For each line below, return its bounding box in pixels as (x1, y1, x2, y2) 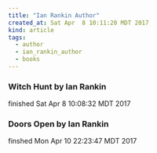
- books (15, 56, 41, 64)
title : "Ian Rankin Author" (8, 11, 100, 20)
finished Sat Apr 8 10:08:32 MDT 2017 (8, 99, 131, 108)
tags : (8, 33, 26, 42)
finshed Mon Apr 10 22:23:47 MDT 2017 (8, 137, 137, 146)
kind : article (8, 26, 55, 34)
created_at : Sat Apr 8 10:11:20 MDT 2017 (8, 19, 149, 27)
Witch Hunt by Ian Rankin (8, 81, 107, 92)
